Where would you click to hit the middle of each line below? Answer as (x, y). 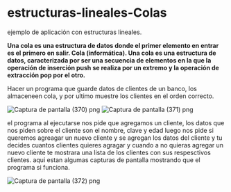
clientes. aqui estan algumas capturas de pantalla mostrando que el (104, 160)
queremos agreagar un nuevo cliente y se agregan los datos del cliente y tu (115, 138)
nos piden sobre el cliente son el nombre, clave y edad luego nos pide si (110, 130)
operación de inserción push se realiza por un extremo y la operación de (113, 67)
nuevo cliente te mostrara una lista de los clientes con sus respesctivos (109, 152)
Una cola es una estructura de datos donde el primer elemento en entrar (113, 45)
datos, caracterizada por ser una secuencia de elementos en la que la (109, 60)
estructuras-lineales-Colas (87, 13)
